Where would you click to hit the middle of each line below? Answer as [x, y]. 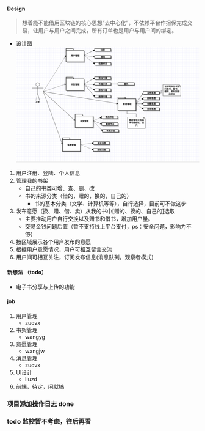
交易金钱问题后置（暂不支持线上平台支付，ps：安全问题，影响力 [106, 227]
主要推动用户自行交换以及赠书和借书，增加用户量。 [89, 219]
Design [16, 9]
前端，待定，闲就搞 [40, 386]
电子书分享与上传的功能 [45, 287]
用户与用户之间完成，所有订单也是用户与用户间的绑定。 [108, 31]
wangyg [35, 337]
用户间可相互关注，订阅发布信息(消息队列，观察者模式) [85, 257]
